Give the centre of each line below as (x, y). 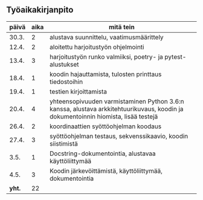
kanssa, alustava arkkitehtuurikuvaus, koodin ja (116, 109)
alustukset (64, 64)
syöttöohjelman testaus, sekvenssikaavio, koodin (119, 136)
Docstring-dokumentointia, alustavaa (102, 153)
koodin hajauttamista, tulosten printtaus (105, 74)
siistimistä (64, 143)
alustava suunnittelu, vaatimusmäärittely (107, 37)
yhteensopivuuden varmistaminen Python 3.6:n (117, 101)
